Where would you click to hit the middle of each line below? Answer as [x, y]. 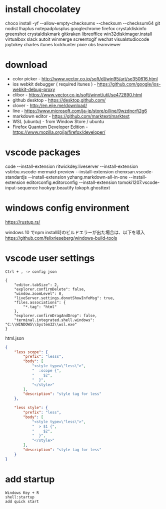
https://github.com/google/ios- [129, 84]
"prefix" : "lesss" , [43, 357]
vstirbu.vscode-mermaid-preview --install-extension [59, 171]
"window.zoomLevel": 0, [39, 293]
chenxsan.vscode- [134, 171]
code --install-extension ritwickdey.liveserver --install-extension [72, 166]
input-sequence [22, 187]
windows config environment [67, 208]
